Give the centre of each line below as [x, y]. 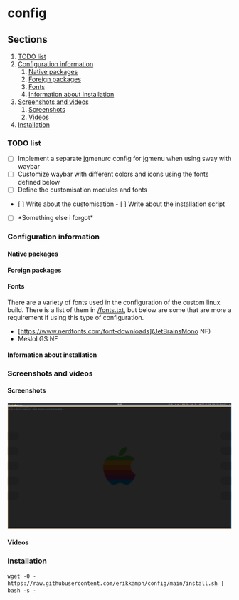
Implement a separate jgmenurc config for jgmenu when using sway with [124, 159]
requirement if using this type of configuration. [76, 317]
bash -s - [22, 591]
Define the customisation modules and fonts [83, 190]
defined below [39, 182]
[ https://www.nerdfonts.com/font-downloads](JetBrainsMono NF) [114, 331]
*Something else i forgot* [55, 218]
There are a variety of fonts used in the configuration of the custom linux [114, 302]
